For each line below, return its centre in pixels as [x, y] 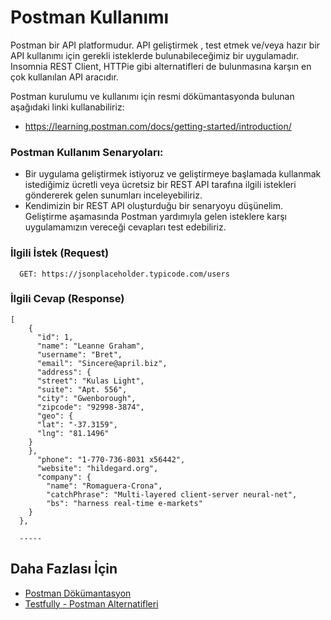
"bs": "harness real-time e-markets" [124, 503]
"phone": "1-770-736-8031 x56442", [111, 459]
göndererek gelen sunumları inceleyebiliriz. [113, 195]
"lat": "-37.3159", [77, 424]
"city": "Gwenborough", [86, 398]
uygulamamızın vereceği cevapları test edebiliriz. [125, 227]
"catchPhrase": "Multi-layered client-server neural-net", [172, 494]
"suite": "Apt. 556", [82, 389]
